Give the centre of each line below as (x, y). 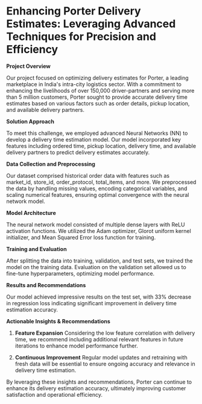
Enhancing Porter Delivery (74, 11)
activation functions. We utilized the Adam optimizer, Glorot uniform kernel (99, 231)
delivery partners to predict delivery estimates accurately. (78, 152)
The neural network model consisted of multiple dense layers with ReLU (96, 225)
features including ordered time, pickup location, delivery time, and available (101, 146)
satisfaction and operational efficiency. (54, 394)
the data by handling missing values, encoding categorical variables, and (97, 188)
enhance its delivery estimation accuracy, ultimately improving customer (96, 388)
